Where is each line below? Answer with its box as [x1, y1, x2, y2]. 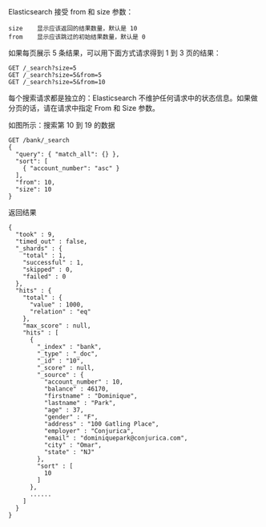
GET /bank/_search [8, 136, 70, 144]
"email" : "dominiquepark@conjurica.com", [43, 434, 188, 442]
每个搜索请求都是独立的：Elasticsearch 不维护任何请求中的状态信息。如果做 [8, 93, 258, 103]
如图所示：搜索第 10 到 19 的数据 [8, 120, 115, 130]
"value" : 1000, [29, 301, 84, 309]
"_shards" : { [15, 245, 62, 253]
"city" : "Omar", [43, 441, 103, 449]
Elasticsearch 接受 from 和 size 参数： [8, 7, 134, 16]
